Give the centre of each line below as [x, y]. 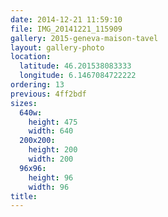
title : [24, 196]
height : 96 [51, 177]
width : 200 [51, 159]
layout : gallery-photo [57, 47]
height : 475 [53, 122]
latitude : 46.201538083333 [75, 66]
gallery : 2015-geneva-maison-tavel [84, 38]
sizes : [24, 103]
